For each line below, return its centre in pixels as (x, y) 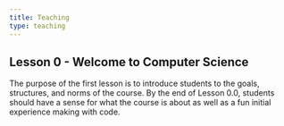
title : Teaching (39, 17)
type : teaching (38, 26)
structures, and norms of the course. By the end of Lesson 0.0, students (142, 93)
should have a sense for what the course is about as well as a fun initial (140, 103)
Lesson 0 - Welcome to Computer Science (129, 62)
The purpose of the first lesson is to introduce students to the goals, (135, 84)
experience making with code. (65, 112)
